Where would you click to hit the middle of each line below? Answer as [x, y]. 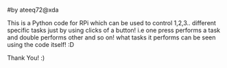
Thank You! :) [26, 58]
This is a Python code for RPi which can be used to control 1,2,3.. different [111, 23]
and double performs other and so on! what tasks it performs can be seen [111, 37]
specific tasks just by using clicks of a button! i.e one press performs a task [114, 30]
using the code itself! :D [40, 45]
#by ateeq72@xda [33, 10]
